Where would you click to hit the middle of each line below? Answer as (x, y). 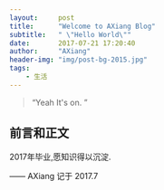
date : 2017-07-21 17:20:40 (72, 43)
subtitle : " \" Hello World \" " (70, 34)
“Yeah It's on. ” (59, 102)
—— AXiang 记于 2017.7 (54, 176)
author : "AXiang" (50, 52)
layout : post (42, 18)
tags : (19, 69)
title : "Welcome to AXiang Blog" (82, 26)
